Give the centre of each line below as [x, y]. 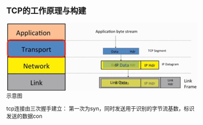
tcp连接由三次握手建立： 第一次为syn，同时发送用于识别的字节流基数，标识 [101, 108]
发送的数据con [24, 116]
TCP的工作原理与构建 [46, 11]
